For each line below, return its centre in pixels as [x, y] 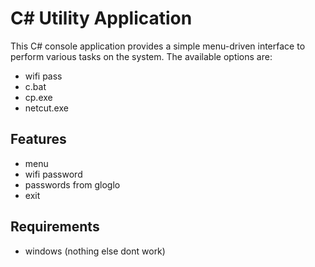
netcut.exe [46, 108]
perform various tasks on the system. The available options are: [141, 56]
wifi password [53, 174]
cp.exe [38, 97]
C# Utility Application [101, 18]
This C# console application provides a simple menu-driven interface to [158, 46]
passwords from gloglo [72, 184]
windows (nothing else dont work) [95, 251]
